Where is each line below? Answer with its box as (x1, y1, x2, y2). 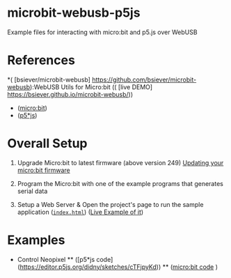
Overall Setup (7, 136, 88, 151)
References (7, 52, 75, 68)
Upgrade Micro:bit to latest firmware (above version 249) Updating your (17, 158, 224, 167)
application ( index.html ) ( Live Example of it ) (17, 208, 144, 216)
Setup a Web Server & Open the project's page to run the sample (17, 200, 204, 208)
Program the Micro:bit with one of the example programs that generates (17, 179, 224, 187)
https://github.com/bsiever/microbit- (91, 75, 197, 84)
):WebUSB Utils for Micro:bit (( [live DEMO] (30, 82, 153, 91)
